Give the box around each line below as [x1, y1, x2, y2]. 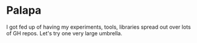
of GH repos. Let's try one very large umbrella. [6, 29, 122, 36]
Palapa [6, 4, 42, 17]
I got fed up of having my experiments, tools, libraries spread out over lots [6, 23, 191, 30]
